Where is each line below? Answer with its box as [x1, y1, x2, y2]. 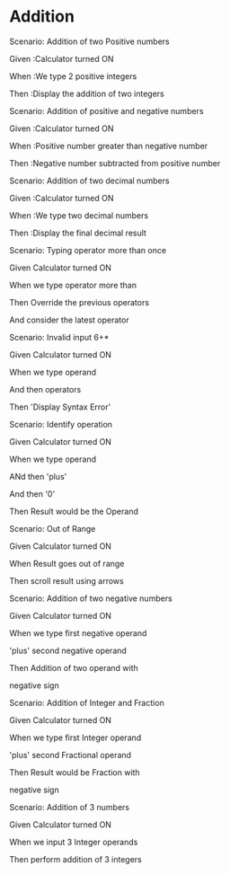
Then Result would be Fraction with [9, 766, 141, 778]
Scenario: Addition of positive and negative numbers [9, 105, 204, 116]
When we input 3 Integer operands [9, 836, 138, 847]
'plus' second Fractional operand [9, 749, 132, 760]
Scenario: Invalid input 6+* [9, 331, 110, 342]
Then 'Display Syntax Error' [9, 402, 111, 412]
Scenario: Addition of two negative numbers [9, 593, 172, 604]
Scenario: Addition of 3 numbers [9, 801, 130, 812]
